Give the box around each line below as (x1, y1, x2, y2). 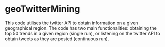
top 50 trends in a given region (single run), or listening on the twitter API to (5, 30, 161, 36)
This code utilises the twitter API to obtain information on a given (5, 20, 138, 26)
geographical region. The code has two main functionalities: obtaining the (5, 25, 157, 31)
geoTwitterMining (5, 3, 80, 15)
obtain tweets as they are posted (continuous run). (5, 36, 109, 42)
